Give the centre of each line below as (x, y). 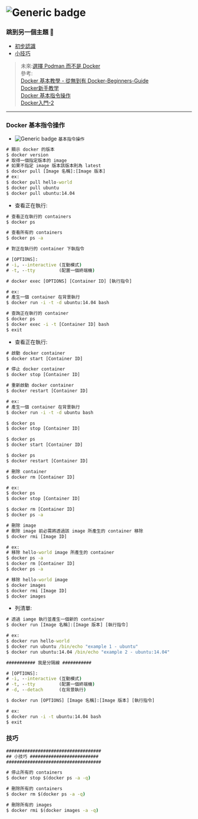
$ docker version (27, 155)
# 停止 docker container (36, 369)
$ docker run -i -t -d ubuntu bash (50, 412)
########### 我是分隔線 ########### (49, 663)
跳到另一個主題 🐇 (30, 32)
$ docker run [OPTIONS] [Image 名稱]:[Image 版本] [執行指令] (80, 701)
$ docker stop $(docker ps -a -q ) (49, 778)
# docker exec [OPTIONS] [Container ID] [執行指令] (69, 281)
